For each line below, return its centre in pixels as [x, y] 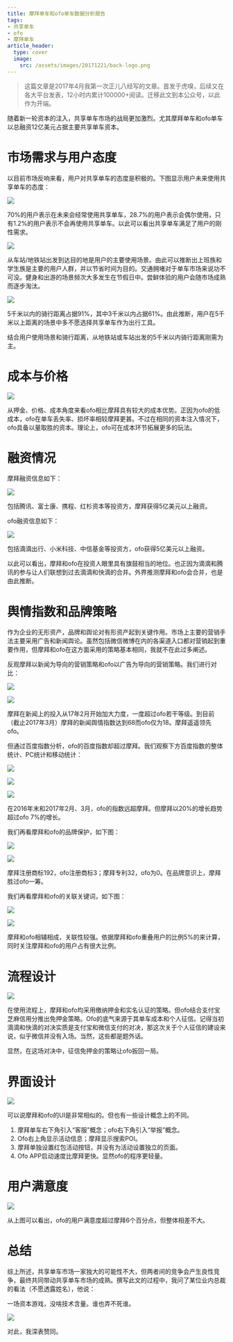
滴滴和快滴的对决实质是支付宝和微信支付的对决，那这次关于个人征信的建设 [113, 1028]
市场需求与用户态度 [62, 157]
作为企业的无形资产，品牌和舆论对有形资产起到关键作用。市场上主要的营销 [113, 632]
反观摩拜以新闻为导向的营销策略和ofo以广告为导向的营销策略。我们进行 [109, 664]
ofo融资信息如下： [33, 521]
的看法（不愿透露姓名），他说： [51, 1289]
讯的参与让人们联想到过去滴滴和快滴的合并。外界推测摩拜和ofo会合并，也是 [115, 572]
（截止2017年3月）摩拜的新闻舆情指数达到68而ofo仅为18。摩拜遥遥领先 [109, 723]
